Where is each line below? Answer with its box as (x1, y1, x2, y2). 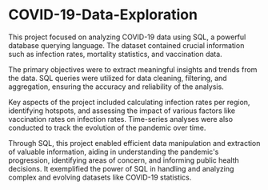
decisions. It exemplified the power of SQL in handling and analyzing (8, 164, 234, 173)
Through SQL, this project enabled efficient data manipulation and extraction (8, 138, 261, 148)
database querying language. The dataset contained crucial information (8, 40, 245, 50)
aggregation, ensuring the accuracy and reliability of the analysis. (8, 82, 224, 91)
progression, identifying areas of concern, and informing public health (8, 155, 240, 165)
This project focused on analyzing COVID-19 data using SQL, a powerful (8, 32, 246, 42)
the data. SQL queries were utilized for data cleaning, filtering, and (8, 73, 227, 83)
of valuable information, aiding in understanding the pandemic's (8, 147, 219, 156)
